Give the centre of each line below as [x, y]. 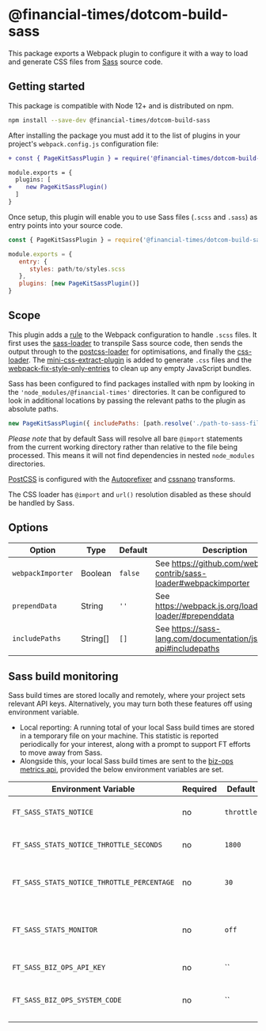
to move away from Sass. [61, 752]
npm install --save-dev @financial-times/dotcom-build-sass [110, 120]
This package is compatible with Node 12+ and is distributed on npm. [121, 105]
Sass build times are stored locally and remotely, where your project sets [127, 696]
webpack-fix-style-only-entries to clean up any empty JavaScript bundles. [130, 368]
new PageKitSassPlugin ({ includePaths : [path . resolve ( [101, 423]
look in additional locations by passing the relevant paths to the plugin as [127, 400]
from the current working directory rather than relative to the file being [123, 447]
